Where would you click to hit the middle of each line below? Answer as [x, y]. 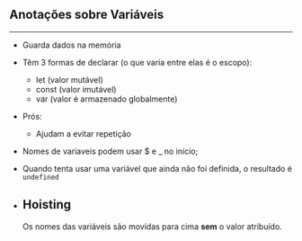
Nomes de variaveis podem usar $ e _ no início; [110, 151]
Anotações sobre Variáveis [87, 15]
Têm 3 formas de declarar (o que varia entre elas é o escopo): [137, 62]
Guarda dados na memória [71, 45]
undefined [41, 177]
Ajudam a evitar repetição [84, 133]
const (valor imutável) [76, 89]
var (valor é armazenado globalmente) [107, 99]
